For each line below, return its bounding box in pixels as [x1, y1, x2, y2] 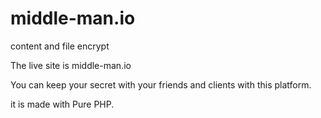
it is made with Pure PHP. [10, 98, 115, 110]
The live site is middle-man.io [10, 59, 132, 71]
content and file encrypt [10, 40, 110, 52]
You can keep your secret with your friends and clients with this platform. [10, 78, 312, 91]
